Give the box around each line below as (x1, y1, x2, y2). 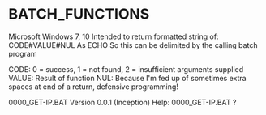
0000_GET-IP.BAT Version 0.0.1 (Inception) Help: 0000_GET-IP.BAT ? (8, 97, 237, 107)
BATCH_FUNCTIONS (8, 5, 150, 23)
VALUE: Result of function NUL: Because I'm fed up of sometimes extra (8, 73, 247, 83)
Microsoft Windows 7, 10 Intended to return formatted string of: (8, 32, 219, 41)
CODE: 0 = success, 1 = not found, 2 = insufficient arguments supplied (8, 64, 244, 74)
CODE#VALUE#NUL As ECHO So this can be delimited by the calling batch (8, 40, 258, 49)
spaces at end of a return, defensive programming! (8, 82, 178, 92)
